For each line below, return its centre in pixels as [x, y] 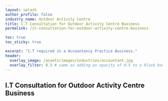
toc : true [15, 37]
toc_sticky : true [23, 42]
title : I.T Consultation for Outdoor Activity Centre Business [72, 24]
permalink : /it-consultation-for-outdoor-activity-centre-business [77, 28]
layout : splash [21, 10]
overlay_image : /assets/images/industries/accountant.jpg [71, 60]
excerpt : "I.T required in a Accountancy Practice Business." [71, 51]
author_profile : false [29, 14]
